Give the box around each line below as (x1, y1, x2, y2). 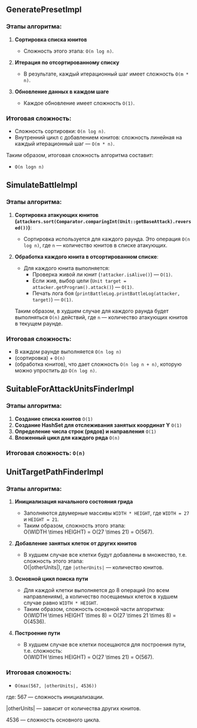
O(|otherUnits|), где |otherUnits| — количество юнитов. (23, 564, 164, 571)
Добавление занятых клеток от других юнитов (14, 540, 137, 547)
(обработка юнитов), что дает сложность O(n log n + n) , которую (14, 360, 182, 368)
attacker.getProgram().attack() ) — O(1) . (32, 283, 134, 290)
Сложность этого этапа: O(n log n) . (23, 47, 114, 54)
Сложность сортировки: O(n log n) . (14, 127, 106, 135)
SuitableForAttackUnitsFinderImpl (6, 384, 134, 394)
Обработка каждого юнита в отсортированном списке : (14, 253, 159, 260)
